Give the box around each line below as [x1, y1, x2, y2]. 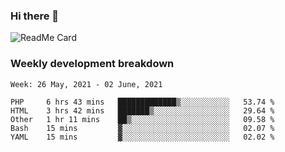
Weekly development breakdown [10, 57, 175, 71]
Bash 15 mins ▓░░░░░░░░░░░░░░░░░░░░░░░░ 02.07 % [10, 123, 275, 133]
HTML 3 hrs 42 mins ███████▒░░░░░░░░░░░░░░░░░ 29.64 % [10, 105, 275, 116]
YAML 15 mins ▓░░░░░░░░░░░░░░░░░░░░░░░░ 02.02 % [10, 132, 275, 142]
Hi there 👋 [10, 9, 60, 23]
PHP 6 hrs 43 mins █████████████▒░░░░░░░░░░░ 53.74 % [10, 97, 275, 107]
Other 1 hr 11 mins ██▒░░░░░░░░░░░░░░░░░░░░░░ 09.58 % [10, 114, 275, 124]
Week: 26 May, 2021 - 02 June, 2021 [10, 79, 163, 89]
